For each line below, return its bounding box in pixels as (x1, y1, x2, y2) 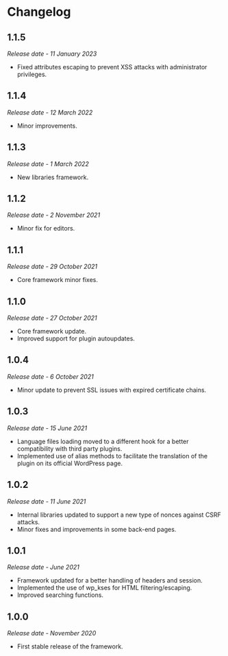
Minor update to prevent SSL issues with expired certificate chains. (16, 386, 207, 394)
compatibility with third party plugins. (16, 444, 123, 453)
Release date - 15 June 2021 (7, 423, 88, 432)
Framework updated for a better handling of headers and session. (16, 576, 203, 585)
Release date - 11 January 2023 (7, 49, 97, 58)
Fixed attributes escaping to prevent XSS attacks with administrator (16, 63, 207, 71)
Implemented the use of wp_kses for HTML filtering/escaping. (16, 584, 192, 592)
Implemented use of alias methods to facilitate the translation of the (16, 452, 207, 460)
